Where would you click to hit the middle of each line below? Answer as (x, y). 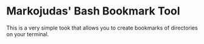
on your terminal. (28, 34)
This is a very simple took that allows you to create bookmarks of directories (102, 28)
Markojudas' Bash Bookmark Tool (93, 11)
